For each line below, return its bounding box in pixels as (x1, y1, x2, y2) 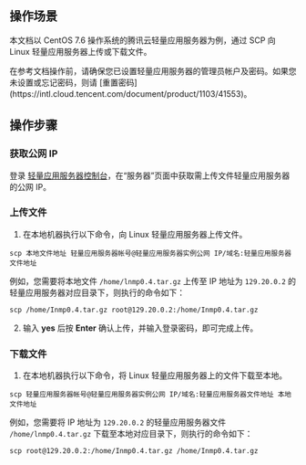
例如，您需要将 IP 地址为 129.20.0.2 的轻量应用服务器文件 (9, 417, 227, 428)
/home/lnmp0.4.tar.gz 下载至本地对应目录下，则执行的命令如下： (9, 428, 253, 439)
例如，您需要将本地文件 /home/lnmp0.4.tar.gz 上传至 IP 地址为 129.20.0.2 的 (9, 275, 297, 286)
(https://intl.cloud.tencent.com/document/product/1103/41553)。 (9, 88, 252, 99)
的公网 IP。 (9, 181, 52, 192)
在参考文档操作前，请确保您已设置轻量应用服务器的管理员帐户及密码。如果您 (9, 65, 297, 76)
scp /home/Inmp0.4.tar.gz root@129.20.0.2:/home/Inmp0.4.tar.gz (9, 305, 259, 314)
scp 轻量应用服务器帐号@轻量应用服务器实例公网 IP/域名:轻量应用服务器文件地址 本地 (9, 390, 291, 399)
